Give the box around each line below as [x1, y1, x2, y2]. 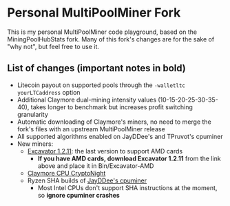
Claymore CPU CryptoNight [27, 169, 106, 177]
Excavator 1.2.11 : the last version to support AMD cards [27, 147, 183, 155]
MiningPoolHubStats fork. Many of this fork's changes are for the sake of [7, 35, 215, 43]
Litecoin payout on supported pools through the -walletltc [17, 81, 186, 89]
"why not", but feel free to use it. [7, 42, 100, 50]
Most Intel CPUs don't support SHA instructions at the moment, [37, 183, 218, 191]
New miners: [17, 140, 54, 148]
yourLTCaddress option [17, 88, 81, 96]
